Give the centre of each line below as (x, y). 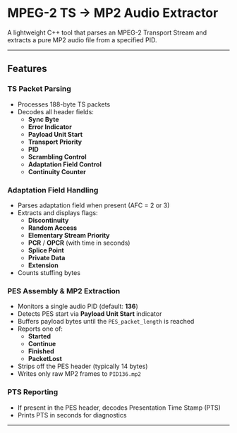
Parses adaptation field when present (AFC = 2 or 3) (93, 205)
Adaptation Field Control (65, 164)
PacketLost (45, 359)
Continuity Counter (57, 171)
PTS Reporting (33, 392)
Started (39, 336)
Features (27, 69)
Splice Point (46, 250)
